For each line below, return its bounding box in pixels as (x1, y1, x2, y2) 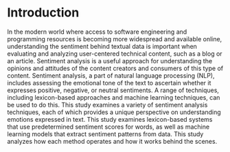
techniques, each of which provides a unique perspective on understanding (7, 108, 221, 116)
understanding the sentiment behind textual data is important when (7, 42, 198, 50)
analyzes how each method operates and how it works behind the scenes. (7, 137, 218, 145)
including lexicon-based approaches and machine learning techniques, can (7, 93, 220, 101)
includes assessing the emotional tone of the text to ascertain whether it (7, 78, 211, 87)
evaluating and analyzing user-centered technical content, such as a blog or (7, 50, 222, 58)
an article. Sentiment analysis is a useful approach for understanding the (7, 56, 213, 65)
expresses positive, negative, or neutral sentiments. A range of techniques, (7, 86, 220, 94)
